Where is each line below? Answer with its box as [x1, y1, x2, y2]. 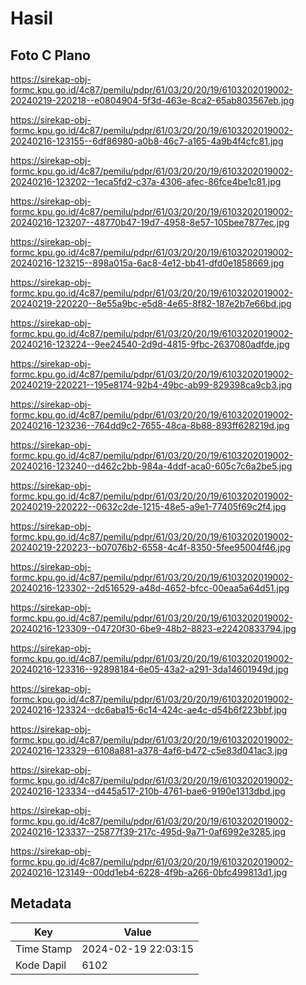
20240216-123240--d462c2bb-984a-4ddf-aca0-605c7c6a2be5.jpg [10, 460, 293, 472]
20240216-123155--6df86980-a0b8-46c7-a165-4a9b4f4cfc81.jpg [10, 135, 284, 147]
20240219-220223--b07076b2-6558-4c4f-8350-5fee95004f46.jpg [10, 542, 292, 553]
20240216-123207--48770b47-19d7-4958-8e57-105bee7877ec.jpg [10, 217, 290, 228]
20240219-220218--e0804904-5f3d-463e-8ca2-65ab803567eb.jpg [10, 95, 295, 106]
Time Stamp [15, 942, 73, 956]
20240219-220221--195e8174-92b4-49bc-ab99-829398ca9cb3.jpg [10, 379, 293, 391]
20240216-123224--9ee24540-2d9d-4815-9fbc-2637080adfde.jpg [10, 338, 290, 350]
